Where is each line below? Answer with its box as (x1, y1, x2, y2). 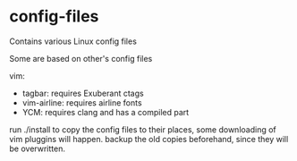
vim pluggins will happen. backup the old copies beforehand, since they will (9, 133, 289, 144)
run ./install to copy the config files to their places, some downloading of (9, 123, 277, 135)
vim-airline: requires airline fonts (21, 97, 142, 108)
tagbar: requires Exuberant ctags (21, 88, 145, 98)
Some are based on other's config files (9, 53, 153, 64)
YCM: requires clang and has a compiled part (21, 106, 190, 117)
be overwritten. (9, 143, 65, 154)
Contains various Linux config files (9, 36, 137, 47)
